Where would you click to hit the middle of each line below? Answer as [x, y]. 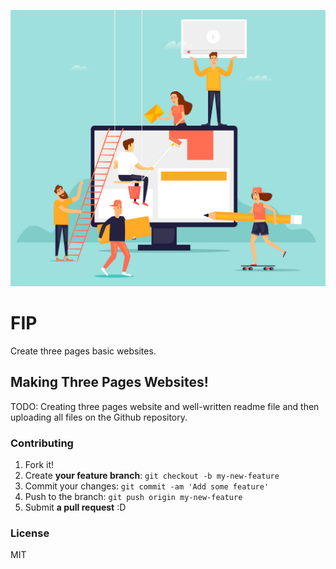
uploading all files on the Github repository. [99, 417]
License [30, 533]
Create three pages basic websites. [83, 351]
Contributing [42, 443]
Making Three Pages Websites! [109, 382]
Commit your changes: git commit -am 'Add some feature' [147, 486]
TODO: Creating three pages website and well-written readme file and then [165, 406]
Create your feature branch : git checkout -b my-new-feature [152, 476]
